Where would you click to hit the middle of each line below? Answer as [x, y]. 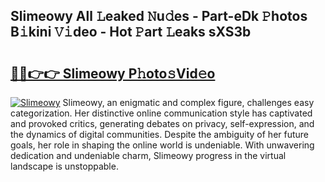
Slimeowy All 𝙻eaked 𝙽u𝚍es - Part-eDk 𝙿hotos [159, 16]
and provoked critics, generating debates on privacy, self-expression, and [162, 123]
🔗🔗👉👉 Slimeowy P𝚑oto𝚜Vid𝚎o [113, 73]
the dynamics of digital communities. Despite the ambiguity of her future [160, 134]
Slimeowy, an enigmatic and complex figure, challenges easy [188, 102]
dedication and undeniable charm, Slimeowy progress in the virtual [148, 155]
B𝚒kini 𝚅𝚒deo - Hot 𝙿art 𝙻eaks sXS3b [131, 32]
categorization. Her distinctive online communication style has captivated [161, 113]
